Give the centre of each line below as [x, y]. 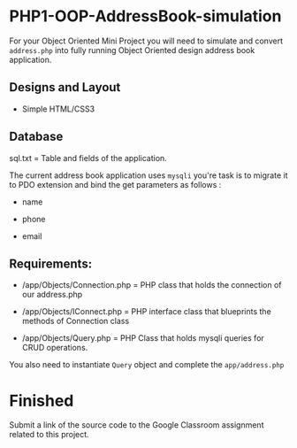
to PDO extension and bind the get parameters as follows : [115, 184]
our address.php [52, 295]
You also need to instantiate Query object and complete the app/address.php [147, 365]
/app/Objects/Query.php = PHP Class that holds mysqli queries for [143, 338]
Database [36, 137]
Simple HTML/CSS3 [58, 109]
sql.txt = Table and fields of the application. [88, 158]
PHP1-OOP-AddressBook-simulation [145, 16]
